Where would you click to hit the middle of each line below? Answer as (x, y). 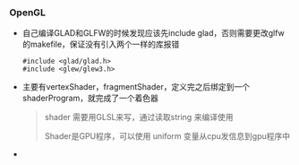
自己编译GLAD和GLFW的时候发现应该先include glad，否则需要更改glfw (153, 33)
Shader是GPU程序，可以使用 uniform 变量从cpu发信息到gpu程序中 (167, 136)
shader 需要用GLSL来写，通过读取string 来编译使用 (139, 117)
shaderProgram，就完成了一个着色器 (90, 98)
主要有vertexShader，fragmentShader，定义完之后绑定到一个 (136, 87)
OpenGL (28, 13)
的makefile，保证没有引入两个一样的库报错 (101, 44)
